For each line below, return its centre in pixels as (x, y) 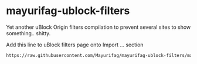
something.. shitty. (28, 33)
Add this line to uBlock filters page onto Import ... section (75, 45)
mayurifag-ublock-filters (68, 11)
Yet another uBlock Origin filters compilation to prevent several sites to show (98, 27)
